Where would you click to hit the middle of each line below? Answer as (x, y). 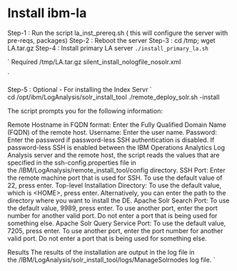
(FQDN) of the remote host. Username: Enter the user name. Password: (112, 132)
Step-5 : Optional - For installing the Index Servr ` (80, 89)
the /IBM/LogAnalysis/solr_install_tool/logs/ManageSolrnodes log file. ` (111, 260)
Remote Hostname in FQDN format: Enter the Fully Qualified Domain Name (117, 124)
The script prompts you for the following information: (85, 111)
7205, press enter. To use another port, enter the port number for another (115, 230)
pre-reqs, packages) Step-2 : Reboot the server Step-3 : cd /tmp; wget (111, 40)
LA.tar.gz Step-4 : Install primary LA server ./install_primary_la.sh (108, 48)
